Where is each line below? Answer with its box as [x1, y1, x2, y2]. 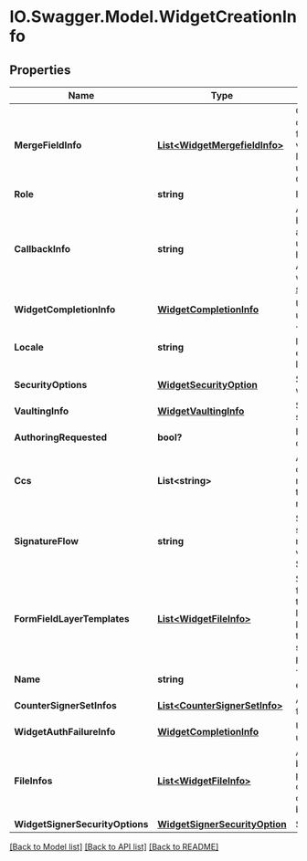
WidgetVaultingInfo [156, 404, 245, 417]
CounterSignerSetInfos [14, 699, 117, 711]
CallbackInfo [14, 243, 71, 255]
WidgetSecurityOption [156, 379, 259, 391]
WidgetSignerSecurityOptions [14, 818, 149, 830]
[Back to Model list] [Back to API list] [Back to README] [9, 842, 219, 852]
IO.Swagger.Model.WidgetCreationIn [9, 6, 297, 27]
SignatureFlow [14, 535, 79, 547]
